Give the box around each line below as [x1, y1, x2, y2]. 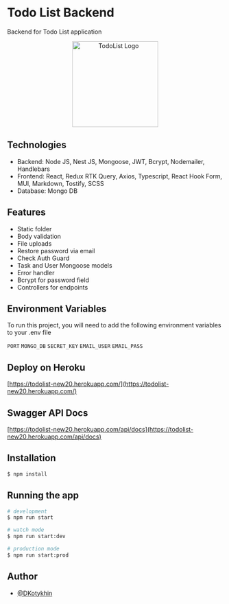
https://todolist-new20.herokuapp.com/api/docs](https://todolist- [9, 426, 194, 433]
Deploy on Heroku [7, 362, 86, 373]
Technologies [7, 139, 67, 151]
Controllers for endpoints [16, 283, 88, 291]
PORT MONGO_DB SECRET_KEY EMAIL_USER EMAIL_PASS [7, 343, 143, 350]
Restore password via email [16, 246, 95, 255]
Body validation [16, 232, 62, 240]
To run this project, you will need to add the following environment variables [7, 321, 221, 329]
